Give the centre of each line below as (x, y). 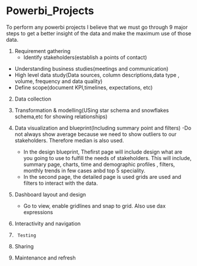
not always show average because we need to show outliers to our (96, 134)
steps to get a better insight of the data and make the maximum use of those (99, 33)
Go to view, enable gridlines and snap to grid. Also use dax (94, 206)
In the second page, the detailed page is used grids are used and (102, 177)
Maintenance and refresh (45, 258)
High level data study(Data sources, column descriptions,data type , (97, 75)
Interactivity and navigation (48, 223)
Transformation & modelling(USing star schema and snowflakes (92, 110)
